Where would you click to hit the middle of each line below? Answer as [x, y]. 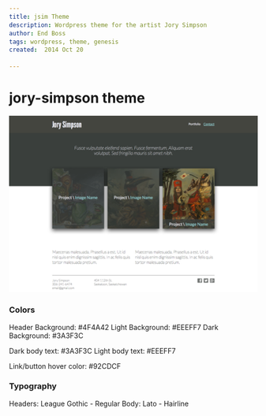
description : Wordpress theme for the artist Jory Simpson [108, 25]
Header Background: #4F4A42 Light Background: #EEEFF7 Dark [114, 327]
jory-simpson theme [77, 98]
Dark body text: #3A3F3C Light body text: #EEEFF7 [92, 351]
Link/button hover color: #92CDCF [65, 366]
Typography [33, 386]
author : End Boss [37, 33]
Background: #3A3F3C [46, 336]
